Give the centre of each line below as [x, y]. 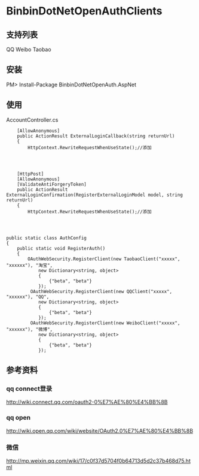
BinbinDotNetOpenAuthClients [84, 11]
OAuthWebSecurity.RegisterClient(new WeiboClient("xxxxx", [105, 323]
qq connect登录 [29, 388]
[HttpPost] [30, 174]
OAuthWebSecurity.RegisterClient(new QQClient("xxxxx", [101, 291]
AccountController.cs [32, 120]
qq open [19, 418]
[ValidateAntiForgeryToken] [52, 184]
